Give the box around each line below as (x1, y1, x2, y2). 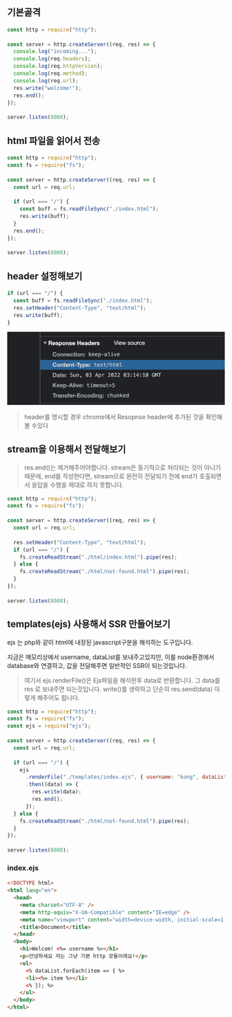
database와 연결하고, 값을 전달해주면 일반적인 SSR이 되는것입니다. (7, 661, 187, 669)
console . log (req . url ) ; (13, 77, 79, 84)
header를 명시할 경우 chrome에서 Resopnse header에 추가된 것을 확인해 (23, 413, 223, 421)
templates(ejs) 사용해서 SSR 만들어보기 (7, 618, 171, 630)
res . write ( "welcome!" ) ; (13, 84, 81, 91)
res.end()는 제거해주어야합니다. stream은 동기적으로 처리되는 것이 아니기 (23, 463, 221, 471)
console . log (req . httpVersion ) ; (13, 63, 104, 70)
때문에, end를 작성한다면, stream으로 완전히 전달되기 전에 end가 (23, 471, 198, 480)
